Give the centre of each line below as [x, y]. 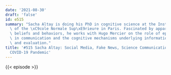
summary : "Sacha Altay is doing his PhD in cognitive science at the [81, 24]
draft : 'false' [21, 15]
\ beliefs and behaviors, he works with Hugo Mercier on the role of [85, 33]
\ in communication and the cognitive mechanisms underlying [76, 39]
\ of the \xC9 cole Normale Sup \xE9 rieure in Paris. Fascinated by [82, 29]
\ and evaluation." [31, 43]
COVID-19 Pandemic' [31, 52]
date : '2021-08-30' [26, 10]
